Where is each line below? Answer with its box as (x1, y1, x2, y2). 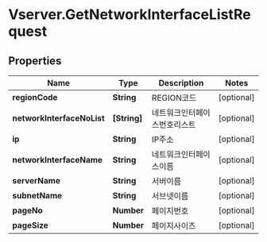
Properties (8, 54, 62, 67)
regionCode (12, 92, 58, 102)
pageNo (12, 205, 44, 216)
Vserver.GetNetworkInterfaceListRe (8, 6, 252, 24)
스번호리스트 (151, 119, 196, 130)
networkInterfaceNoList (12, 113, 105, 124)
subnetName (12, 190, 63, 201)
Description (158, 78, 204, 88)
